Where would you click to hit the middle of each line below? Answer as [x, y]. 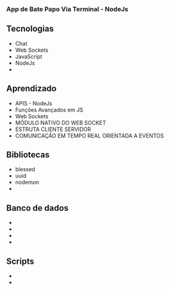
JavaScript [29, 56]
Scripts [20, 261]
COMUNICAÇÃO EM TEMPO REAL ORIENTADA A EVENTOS [89, 135]
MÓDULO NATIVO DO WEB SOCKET [60, 122]
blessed [25, 169]
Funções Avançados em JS [49, 110]
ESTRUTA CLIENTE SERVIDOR [53, 129]
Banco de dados [37, 208]
